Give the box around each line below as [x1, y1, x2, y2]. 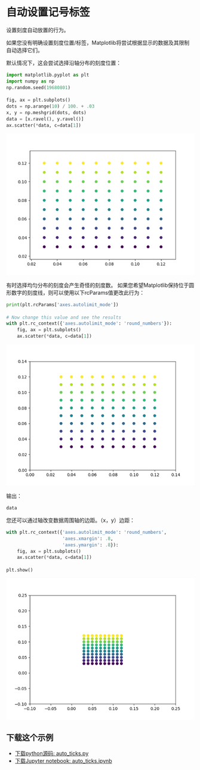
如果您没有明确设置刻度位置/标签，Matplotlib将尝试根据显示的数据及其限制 [6, 39, 190, 46]
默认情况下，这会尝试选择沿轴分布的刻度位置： [6, 59, 121, 66]
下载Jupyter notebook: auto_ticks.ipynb [14, 757, 112, 764]
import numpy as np [6, 78, 55, 84]
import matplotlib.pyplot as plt [6, 72, 90, 78]
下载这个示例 [6, 733, 54, 743]
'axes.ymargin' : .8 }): [62, 542, 119, 548]
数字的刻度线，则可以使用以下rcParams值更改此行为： [11, 289, 145, 296]
